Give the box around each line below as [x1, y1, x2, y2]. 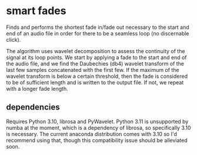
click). [6, 36, 21, 43]
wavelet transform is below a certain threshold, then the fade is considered [6, 72, 188, 80]
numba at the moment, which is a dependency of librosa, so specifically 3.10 [6, 124, 191, 131]
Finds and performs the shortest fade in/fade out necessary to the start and [6, 24, 189, 31]
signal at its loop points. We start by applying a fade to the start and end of [6, 54, 187, 61]
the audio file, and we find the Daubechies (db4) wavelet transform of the [6, 60, 184, 67]
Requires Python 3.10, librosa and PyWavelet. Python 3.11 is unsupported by [6, 118, 189, 125]
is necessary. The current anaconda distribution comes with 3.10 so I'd [6, 130, 178, 137]
